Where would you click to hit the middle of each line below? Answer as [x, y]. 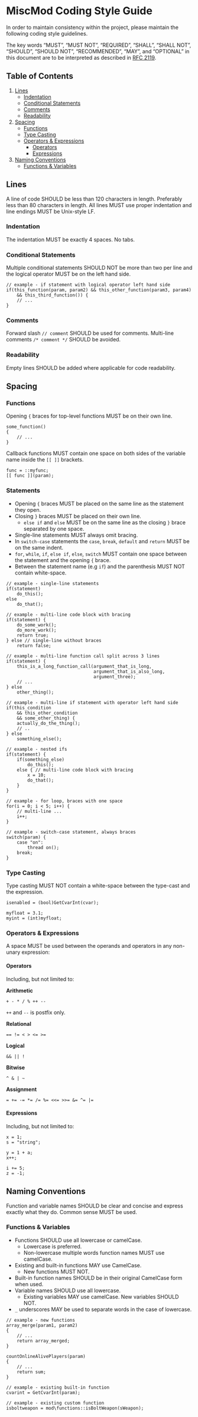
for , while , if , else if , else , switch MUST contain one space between [101, 554]
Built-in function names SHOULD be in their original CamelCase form [98, 1278]
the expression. [25, 892]
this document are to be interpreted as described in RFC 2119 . [81, 57]
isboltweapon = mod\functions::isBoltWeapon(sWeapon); [75, 1408]
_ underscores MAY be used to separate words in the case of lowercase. [103, 1309]
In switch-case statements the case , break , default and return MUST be [102, 541]
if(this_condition [29, 708]
